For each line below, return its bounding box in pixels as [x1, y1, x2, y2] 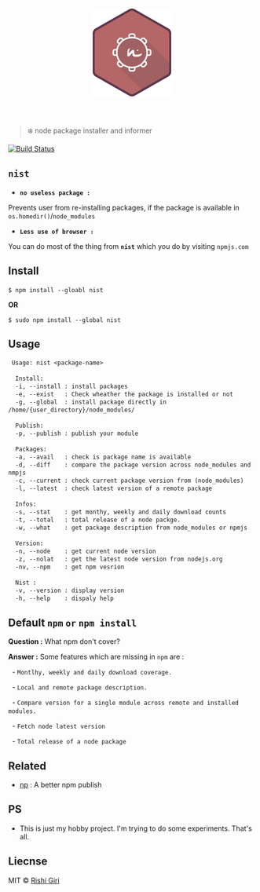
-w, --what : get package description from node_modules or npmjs [15, 524, 247, 532]
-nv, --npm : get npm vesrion [15, 563, 125, 572]
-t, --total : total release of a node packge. [15, 516, 181, 525]
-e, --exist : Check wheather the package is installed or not [15, 390, 234, 399]
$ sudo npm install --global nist [8, 316, 122, 324]
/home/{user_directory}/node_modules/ [8, 406, 135, 415]
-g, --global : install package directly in [15, 398, 167, 407]
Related [8, 759, 47, 773]
